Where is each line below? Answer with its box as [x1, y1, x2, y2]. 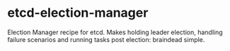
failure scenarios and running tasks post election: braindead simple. [7, 35, 205, 43]
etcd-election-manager [7, 5, 149, 21]
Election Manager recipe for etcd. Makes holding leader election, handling [7, 28, 223, 36]
